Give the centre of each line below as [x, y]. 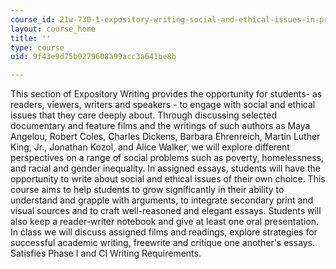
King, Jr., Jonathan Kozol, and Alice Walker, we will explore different [150, 147]
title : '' [31, 38]
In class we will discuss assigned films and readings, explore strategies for [164, 232]
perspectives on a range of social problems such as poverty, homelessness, [167, 158]
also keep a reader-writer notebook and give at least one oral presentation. [164, 222]
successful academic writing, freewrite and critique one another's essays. [163, 243]
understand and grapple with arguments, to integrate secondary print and [162, 200]
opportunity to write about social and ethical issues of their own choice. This [168, 179]
